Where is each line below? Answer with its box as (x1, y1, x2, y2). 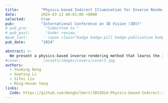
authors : (5, 63, 23, 68)
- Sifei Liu (9, 77, 35, 82)
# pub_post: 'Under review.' (5, 30, 79, 35)
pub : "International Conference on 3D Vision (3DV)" (5, 21, 142, 26)
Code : (9, 90, 21, 95)
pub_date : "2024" (5, 40, 55, 45)
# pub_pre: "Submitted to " (5, 26, 79, 31)
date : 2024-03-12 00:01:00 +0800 (5, 12, 97, 17)
